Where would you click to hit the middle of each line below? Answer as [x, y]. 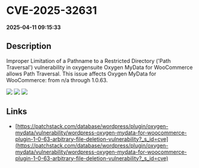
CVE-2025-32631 [52, 11]
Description [29, 46]
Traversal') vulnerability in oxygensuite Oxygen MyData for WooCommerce [99, 67]
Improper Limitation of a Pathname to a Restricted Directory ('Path [89, 60]
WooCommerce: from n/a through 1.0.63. [57, 80]
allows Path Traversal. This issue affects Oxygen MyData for [81, 74]
